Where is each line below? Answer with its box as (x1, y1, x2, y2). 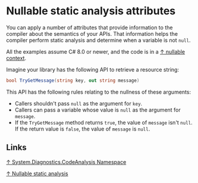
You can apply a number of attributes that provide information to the (6, 24, 173, 31)
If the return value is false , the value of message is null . (14, 125, 150, 132)
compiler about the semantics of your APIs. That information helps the (6, 30, 178, 37)
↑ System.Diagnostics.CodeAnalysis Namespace (6, 158, 127, 165)
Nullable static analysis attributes (6, 4, 176, 18)
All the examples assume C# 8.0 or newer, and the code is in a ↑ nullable (6, 48, 186, 55)
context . (6, 54, 27, 61)
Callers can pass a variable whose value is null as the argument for (14, 106, 181, 113)
